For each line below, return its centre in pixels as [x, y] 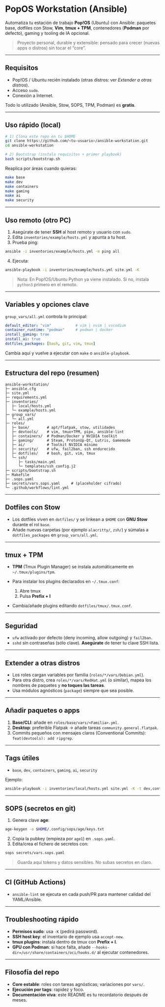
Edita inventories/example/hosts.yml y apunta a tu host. [69, 237]
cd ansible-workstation [29, 146]
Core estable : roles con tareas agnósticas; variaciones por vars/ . [78, 984]
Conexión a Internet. [33, 95]
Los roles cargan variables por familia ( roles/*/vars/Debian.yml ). [78, 675]
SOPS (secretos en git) [41, 808]
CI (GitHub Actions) [36, 882]
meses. [20, 1000]
